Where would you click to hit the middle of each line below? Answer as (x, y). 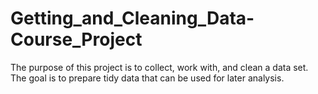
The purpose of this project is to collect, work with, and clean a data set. (159, 67)
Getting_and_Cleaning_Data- (132, 18)
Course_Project (76, 39)
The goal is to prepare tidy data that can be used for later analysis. (147, 78)
